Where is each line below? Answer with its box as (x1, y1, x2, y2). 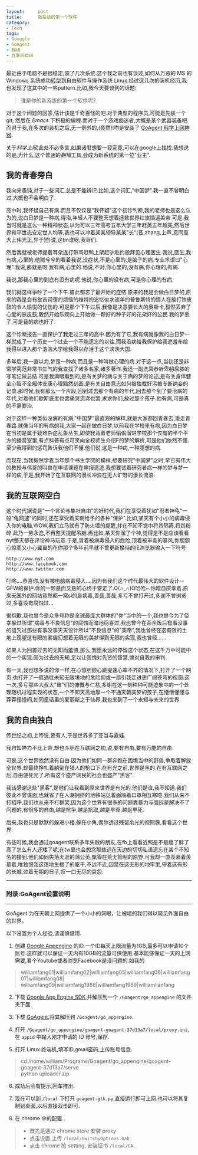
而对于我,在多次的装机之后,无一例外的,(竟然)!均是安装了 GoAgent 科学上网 (6, 124, 184, 131)
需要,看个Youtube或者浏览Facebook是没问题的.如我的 (14, 957, 145, 964)
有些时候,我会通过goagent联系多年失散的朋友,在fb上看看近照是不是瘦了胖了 (6, 839, 190, 846)
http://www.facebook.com (6, 561, 67, 567)
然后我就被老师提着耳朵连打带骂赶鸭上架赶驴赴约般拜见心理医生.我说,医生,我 (6, 249, 192, 256)
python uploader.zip (20, 1070, 70, 1077)
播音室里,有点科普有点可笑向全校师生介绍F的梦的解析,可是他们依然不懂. (16, 437, 190, 444)
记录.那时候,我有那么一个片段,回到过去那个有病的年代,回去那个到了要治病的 (6, 388, 188, 395)
